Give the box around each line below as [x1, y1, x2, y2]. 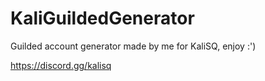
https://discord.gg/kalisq [10, 59, 112, 71]
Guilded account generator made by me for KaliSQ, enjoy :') [10, 40, 257, 52]
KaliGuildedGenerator [10, 7, 195, 30]
